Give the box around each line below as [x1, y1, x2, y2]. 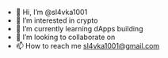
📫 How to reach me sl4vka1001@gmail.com [15, 42, 160, 50]
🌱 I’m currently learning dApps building [15, 24, 143, 33]
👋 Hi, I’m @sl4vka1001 [15, 8, 88, 16]
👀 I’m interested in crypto [15, 16, 98, 25]
